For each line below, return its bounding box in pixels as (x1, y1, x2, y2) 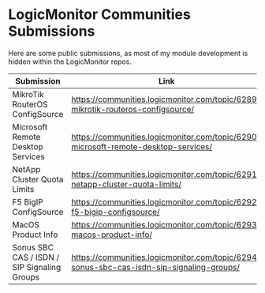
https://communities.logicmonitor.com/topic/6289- (70, 93, 263, 104)
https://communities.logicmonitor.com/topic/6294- (70, 251, 263, 262)
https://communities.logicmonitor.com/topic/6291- (70, 168, 263, 179)
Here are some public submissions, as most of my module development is (8, 48, 248, 58)
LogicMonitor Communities (8, 6, 191, 24)
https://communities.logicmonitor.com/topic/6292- (70, 196, 263, 207)
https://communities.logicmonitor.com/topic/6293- (70, 219, 263, 230)
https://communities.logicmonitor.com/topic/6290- (70, 131, 263, 142)
